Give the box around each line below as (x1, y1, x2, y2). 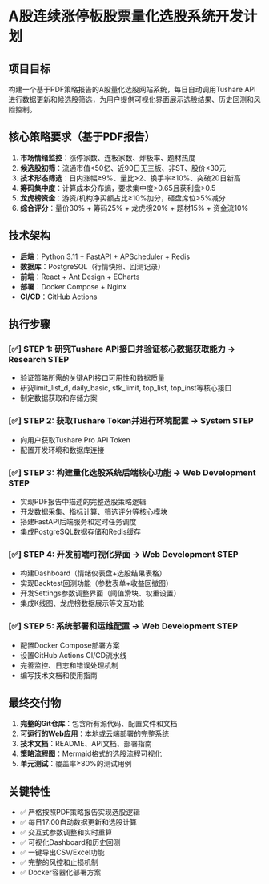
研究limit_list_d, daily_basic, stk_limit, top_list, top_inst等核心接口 (19, 383, 232, 393)
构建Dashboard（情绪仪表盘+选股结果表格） (19, 568, 167, 578)
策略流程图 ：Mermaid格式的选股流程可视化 (19, 749, 163, 758)
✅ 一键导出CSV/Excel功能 (19, 847, 106, 858)
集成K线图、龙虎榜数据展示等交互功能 (19, 599, 145, 608)
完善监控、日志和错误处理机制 (19, 660, 118, 670)
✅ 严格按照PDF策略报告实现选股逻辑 (19, 807, 140, 817)
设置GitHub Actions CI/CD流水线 (19, 650, 127, 660)
